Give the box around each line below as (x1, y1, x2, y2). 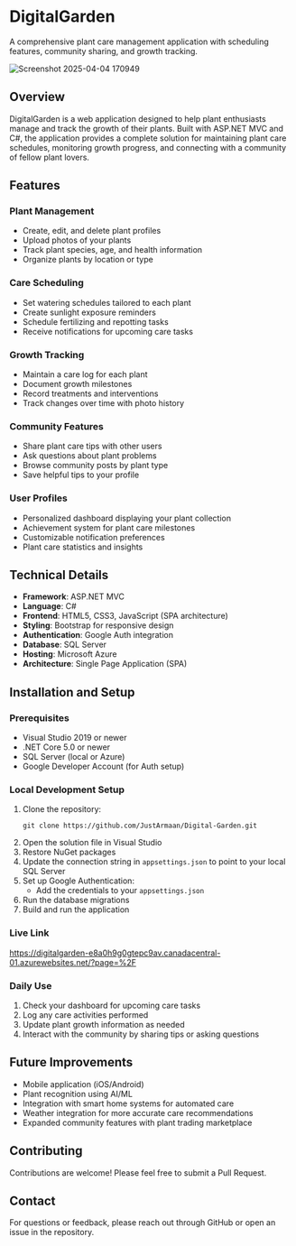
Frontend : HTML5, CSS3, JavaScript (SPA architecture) (22, 611, 228, 622)
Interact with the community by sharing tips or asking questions (22, 1029, 260, 1039)
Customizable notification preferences (22, 531, 165, 542)
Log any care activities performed (22, 1010, 149, 1020)
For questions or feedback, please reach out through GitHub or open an (9, 1217, 276, 1228)
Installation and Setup (9, 684, 135, 700)
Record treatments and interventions (22, 388, 159, 399)
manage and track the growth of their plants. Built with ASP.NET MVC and (9, 123, 284, 134)
